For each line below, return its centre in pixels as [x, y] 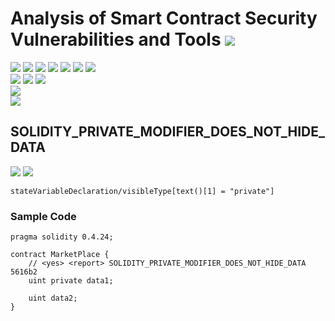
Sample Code [43, 216]
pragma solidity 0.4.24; [62, 237]
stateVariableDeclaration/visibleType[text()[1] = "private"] [142, 191]
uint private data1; [71, 281]
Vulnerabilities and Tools [116, 39]
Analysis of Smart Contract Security [164, 18]
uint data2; [53, 298]
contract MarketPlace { [60, 255]
